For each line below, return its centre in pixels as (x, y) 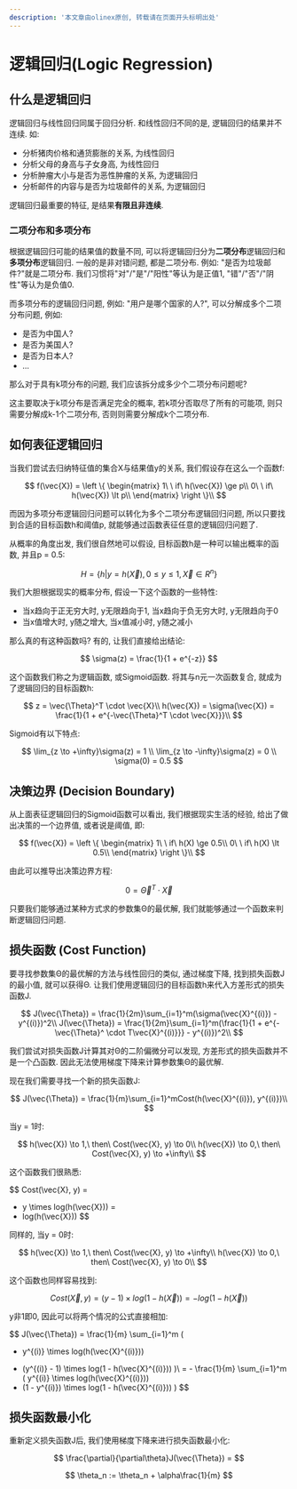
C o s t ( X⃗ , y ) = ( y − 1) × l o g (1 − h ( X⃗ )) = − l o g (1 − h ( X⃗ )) (149, 1298)
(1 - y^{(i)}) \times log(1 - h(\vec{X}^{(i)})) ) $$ (106, 1387)
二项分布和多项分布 (50, 230)
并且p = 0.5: (43, 554)
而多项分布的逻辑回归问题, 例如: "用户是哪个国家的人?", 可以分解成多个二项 (145, 303)
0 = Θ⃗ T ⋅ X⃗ (149, 889)
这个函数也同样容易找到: (53, 1280)
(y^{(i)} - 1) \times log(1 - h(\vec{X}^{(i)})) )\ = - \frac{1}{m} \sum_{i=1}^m (154, 1368)
